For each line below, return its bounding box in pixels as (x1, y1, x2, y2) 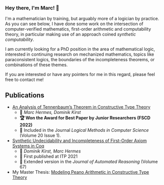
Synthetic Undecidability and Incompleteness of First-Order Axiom (12, 138, 147, 144)
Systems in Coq (12, 143, 45, 149)
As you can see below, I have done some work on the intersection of (5, 21, 144, 27)
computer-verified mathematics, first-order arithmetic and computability (5, 26, 151, 32)
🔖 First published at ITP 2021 (19, 153, 78, 159)
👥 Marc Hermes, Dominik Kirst (19, 110, 81, 115)
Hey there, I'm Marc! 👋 (5, 4, 59, 11)
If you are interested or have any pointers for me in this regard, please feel (5, 72, 156, 77)
